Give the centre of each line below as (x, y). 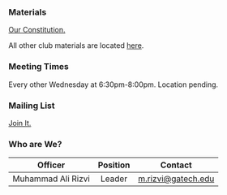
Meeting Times (39, 67)
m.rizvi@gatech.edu (176, 179)
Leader (114, 179)
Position (114, 165)
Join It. (20, 123)
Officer (51, 165)
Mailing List (32, 106)
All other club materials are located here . (76, 45)
